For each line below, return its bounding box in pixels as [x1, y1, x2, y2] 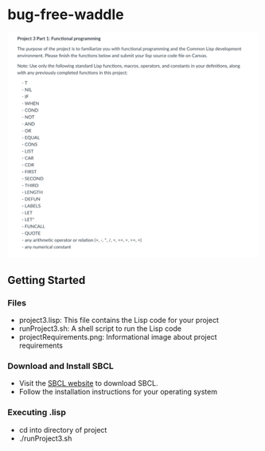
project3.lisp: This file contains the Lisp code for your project [18, 315, 220, 325]
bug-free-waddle [7, 6, 124, 24]
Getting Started [7, 273, 86, 287]
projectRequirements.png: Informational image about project [18, 332, 217, 341]
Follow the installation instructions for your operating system [18, 387, 218, 397]
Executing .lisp [7, 407, 67, 418]
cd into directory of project [18, 425, 107, 434]
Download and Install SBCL [7, 360, 115, 371]
